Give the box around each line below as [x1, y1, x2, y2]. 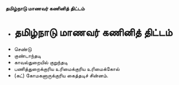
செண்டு [13, 45, 32, 52]
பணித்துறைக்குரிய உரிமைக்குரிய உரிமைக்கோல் [13, 65, 120, 72]
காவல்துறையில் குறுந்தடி [13, 59, 68, 66]
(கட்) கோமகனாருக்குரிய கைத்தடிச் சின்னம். [13, 72, 109, 79]
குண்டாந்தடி [13, 52, 42, 59]
